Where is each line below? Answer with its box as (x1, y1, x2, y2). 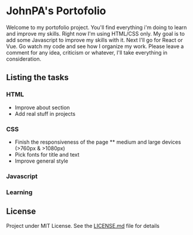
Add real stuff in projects (14, 110, 76, 117)
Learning (6, 188, 33, 196)
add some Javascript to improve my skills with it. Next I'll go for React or (6, 36, 183, 43)
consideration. (6, 55, 42, 62)
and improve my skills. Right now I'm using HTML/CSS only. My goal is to (6, 30, 185, 37)
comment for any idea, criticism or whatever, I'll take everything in (6, 49, 168, 56)
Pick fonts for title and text (14, 151, 80, 158)
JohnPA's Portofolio (6, 4, 106, 18)
